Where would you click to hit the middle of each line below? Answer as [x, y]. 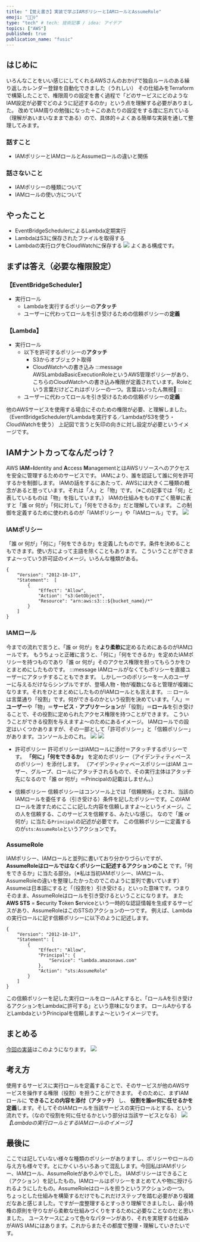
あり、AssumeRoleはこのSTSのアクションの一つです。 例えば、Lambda [104, 910]
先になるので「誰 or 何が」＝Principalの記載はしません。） [85, 779]
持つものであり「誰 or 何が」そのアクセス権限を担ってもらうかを [106, 662]
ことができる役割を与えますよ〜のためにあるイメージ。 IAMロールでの [98, 721]
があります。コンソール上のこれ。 [48, 736]
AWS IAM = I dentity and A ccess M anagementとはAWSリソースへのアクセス [98, 468]
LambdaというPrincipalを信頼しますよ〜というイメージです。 [86, 1013]
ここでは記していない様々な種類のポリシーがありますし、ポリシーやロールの [100, 1159]
